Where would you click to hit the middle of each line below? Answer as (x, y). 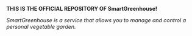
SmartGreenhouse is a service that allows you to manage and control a (96, 20)
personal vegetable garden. (41, 27)
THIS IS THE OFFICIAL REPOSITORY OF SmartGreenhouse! (82, 9)
